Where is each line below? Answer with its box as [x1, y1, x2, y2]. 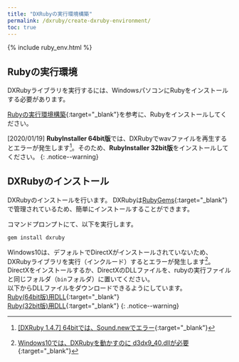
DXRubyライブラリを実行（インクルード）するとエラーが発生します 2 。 [7, 256, 215, 266]
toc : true [7, 24, 37, 31]
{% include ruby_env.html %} [7, 44, 92, 52]
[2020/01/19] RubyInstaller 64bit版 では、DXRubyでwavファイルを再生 [7, 134, 215, 143]
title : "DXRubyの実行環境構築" [7, 10, 92, 18]
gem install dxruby [7, 233, 65, 241]
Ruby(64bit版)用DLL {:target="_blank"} [7, 293, 119, 301]
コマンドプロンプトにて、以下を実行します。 [7, 219, 137, 228]
